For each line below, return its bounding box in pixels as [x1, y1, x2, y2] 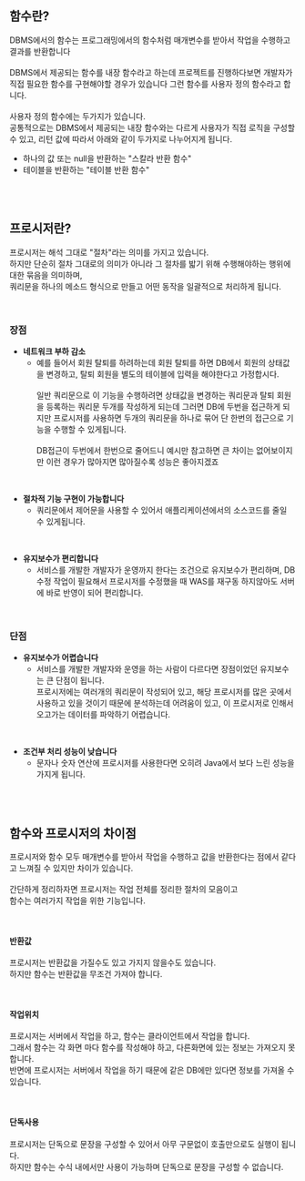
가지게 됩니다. [36, 769, 86, 780]
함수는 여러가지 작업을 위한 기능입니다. [9, 895, 146, 906]
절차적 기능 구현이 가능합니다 [22, 493, 125, 504]
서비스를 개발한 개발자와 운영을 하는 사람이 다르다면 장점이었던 [36, 664, 258, 675]
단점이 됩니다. [56, 675, 105, 686]
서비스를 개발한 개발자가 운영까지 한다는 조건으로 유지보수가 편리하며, [36, 564, 282, 575]
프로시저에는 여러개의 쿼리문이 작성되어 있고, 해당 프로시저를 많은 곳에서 [36, 687, 292, 697]
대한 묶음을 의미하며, [9, 270, 83, 280]
